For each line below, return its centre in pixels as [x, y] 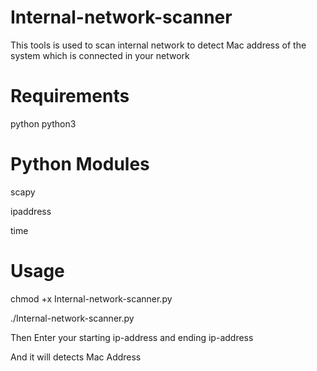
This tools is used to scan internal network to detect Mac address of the [158, 45]
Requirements [70, 96]
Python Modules [80, 164]
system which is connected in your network [100, 55]
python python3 [43, 123]
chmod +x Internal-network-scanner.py [91, 298]
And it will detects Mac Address [76, 357]
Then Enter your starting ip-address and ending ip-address [132, 337]
